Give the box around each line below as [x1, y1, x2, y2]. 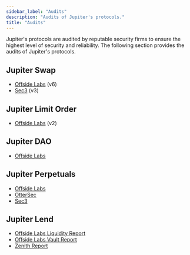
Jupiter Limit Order [6, 104, 77, 114]
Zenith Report [14, 242, 48, 250]
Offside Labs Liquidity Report [14, 230, 86, 237]
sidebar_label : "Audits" [6, 8, 67, 15]
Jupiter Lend [6, 214, 54, 224]
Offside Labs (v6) [14, 80, 57, 88]
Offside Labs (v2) [14, 120, 57, 126]
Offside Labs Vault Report [14, 236, 78, 243]
